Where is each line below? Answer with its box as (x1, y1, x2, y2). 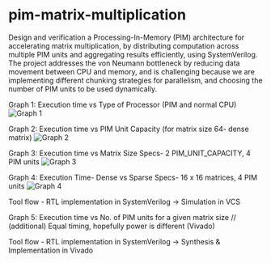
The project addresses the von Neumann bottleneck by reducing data (8, 58, 240, 68)
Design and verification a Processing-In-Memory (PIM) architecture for (8, 32, 245, 42)
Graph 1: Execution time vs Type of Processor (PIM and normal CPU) (8, 100, 237, 109)
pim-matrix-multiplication (8, 6, 186, 24)
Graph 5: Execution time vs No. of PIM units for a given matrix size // (8, 212, 237, 222)
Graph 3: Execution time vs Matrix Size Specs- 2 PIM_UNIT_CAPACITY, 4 (8, 148, 251, 158)
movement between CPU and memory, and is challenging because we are (8, 66, 255, 76)
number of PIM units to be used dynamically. (8, 83, 158, 94)
